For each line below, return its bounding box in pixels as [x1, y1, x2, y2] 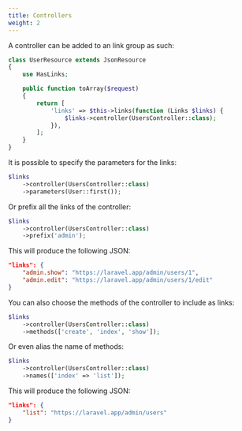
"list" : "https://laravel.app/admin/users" [22, 408, 168, 417]
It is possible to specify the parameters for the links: [8, 158, 177, 167]
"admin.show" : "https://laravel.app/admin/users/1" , [22, 269, 199, 277]
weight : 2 [8, 19, 41, 27]
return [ [36, 99, 65, 107]
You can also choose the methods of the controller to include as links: [8, 298, 235, 307]
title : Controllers [8, 11, 73, 20]
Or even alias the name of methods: [8, 342, 125, 351]
